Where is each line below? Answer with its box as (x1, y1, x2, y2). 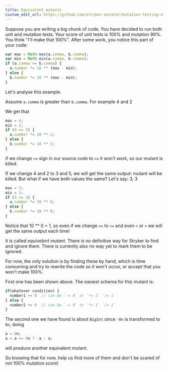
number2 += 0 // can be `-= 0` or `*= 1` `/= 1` (10, 303, 116, 308)
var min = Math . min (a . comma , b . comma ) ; (5, 56, 89, 61)
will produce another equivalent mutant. (5, 345, 88, 351)
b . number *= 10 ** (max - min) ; (10, 75, 78, 80)
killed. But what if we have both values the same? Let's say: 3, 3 (5, 176, 138, 182)
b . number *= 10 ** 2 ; (10, 141, 55, 146)
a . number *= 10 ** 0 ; (10, 199, 55, 204)
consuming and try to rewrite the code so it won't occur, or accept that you (5, 263, 161, 269)
